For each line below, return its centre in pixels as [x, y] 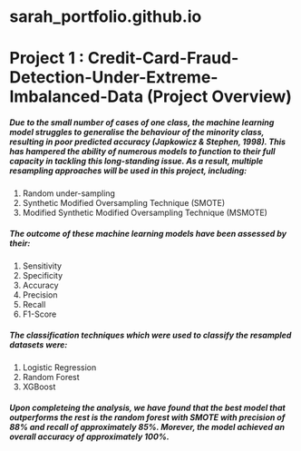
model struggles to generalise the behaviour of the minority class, [137, 132]
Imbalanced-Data [76, 97]
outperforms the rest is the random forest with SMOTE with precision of [147, 417]
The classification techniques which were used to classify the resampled [150, 335]
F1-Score [39, 314]
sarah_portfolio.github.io [106, 17]
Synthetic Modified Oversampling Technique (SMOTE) [124, 203]
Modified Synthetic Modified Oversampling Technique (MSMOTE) [145, 213]
